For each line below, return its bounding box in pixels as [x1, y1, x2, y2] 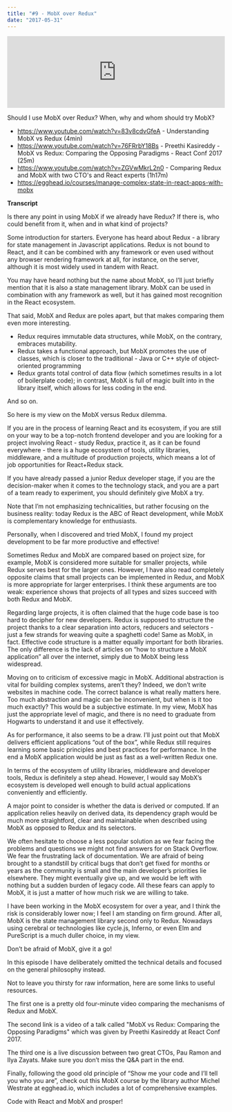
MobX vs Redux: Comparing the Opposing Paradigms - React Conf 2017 [17, 149, 222, 157]
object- [199, 354, 220, 362]
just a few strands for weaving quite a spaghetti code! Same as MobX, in [7, 630, 213, 638]
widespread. [7, 660, 43, 668]
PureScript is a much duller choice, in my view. [7, 931, 140, 939]
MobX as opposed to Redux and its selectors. [7, 824, 137, 832]
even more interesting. [7, 319, 71, 327]
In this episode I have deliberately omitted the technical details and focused [7, 958, 222, 966]
